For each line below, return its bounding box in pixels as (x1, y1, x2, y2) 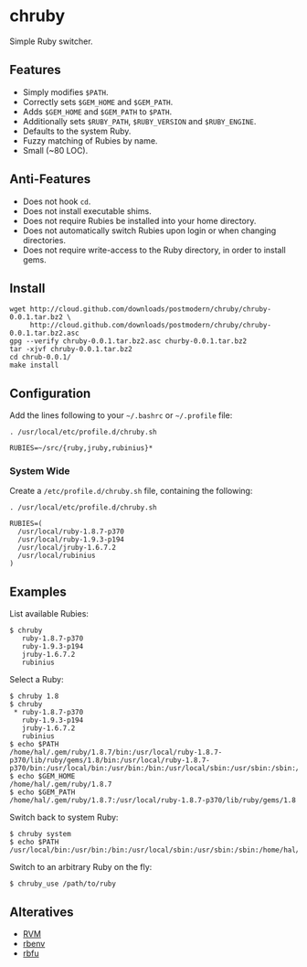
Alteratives (9, 904, 74, 919)
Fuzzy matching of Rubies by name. (22, 134, 158, 146)
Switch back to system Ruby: (9, 811, 119, 823)
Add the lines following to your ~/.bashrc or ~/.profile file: (9, 410, 233, 421)
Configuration (9, 385, 91, 401)
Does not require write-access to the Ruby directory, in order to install (22, 244, 286, 255)
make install (9, 360, 59, 371)
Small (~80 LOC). (22, 145, 89, 156)
